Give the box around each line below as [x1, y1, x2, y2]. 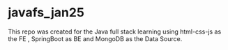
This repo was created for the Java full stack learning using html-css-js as [8, 27, 222, 36]
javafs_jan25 [8, 5, 84, 21]
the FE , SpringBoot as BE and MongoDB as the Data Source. [8, 34, 183, 42]
